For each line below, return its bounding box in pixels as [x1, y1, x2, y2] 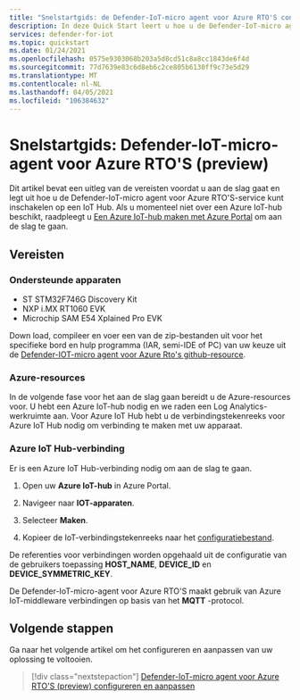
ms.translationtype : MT [9, 71, 98, 80]
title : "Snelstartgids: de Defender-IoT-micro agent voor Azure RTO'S [9, 12, 278, 22]
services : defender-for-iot [9, 29, 114, 38]
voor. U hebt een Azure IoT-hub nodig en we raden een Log [9, 401, 228, 412]
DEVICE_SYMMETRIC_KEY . [9, 568, 113, 579]
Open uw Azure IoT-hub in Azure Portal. [21, 479, 171, 491]
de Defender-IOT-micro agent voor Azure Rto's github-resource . [9, 349, 246, 360]
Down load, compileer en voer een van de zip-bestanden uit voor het [9, 330, 263, 340]
